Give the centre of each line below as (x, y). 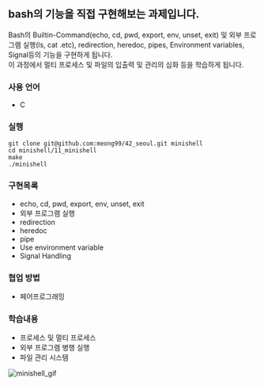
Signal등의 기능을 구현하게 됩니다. (60, 55)
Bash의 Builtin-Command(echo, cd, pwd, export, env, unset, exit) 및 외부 (125, 35)
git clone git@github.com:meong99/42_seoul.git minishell (106, 144)
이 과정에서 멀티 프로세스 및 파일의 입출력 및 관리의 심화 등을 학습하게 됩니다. (126, 64)
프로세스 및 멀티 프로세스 (58, 338)
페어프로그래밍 (42, 296)
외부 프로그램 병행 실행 (55, 348)
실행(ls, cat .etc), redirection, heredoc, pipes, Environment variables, (134, 44)
